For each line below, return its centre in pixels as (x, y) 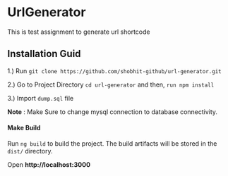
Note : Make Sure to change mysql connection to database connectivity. (112, 112)
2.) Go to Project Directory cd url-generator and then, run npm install (111, 84)
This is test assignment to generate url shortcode (79, 32)
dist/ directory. (30, 151)
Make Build (24, 128)
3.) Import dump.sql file (41, 98)
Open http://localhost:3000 (49, 164)
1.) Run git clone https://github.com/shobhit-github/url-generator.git (114, 70)
